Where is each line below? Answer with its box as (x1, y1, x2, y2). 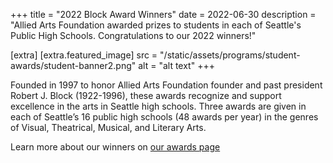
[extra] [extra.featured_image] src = (10, 49, 158, 61)
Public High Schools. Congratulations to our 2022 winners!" (10, 30, 257, 41)
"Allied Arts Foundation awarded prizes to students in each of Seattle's (10, 19, 302, 31)
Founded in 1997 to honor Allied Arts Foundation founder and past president (10, 79, 323, 91)
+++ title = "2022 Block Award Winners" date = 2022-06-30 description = (10, 9, 317, 20)
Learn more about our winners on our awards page (10, 141, 221, 153)
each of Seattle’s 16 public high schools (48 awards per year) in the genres (10, 111, 319, 123)
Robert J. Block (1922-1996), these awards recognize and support (10, 90, 282, 101)
